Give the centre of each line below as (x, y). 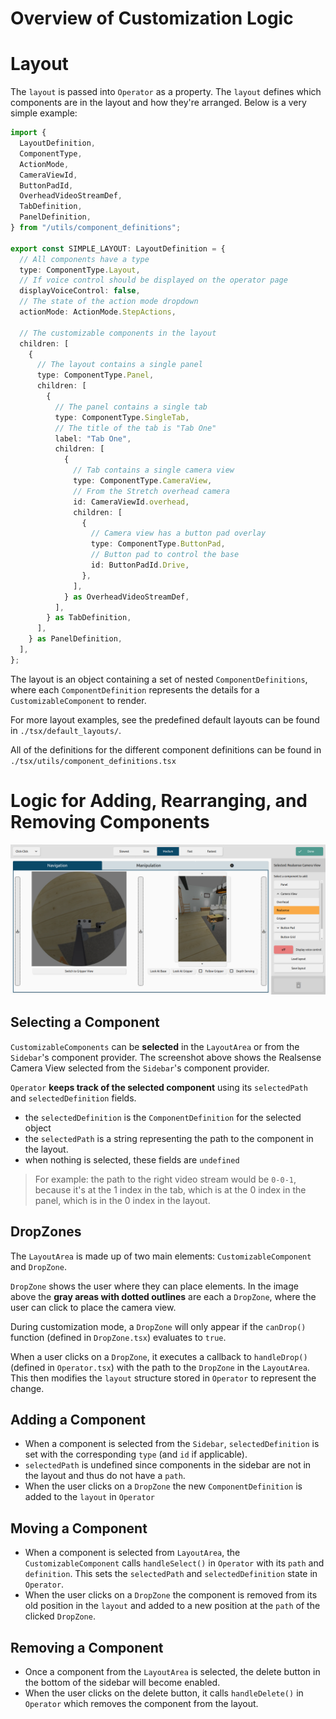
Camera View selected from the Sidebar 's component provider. (140, 1068)
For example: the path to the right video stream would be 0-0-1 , (165, 1179)
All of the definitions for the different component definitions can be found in (166, 749)
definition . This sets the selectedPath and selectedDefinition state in (171, 1574)
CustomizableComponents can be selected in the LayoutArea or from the (155, 1046)
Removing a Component (87, 1647)
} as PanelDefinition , (75, 639)
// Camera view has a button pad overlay (178, 533)
